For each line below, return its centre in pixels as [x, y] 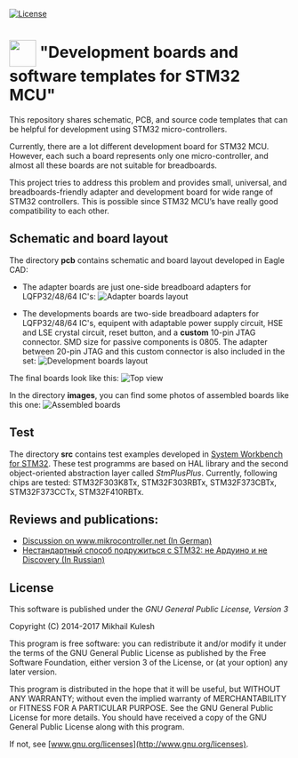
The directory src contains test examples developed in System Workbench [146, 454]
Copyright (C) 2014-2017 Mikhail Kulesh [82, 626]
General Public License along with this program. [97, 727]
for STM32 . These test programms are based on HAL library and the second [149, 463]
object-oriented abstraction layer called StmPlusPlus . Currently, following [143, 473]
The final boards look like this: [64, 378]
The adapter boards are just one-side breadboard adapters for [137, 287]
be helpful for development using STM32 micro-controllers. [118, 129]
